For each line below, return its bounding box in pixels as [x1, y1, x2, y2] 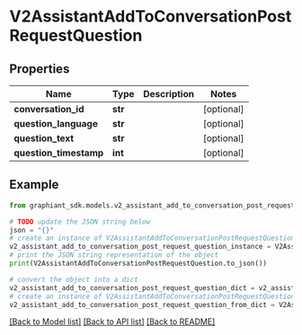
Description [143, 88, 195, 100]
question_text [13, 132, 75, 145]
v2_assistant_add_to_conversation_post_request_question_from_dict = [9, 300, 276, 309]
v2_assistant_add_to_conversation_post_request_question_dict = [9, 283, 255, 293]
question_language [13, 118, 99, 129]
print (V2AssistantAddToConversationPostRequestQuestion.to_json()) [9, 259, 268, 269]
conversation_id [13, 103, 84, 115]
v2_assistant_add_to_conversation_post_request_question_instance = [9, 242, 271, 251]
